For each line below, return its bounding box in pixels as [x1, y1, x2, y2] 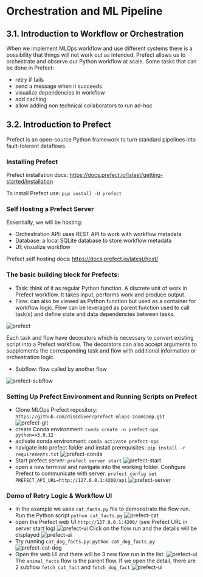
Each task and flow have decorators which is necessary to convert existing [6, 334, 194, 341]
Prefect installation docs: [6, 171, 69, 179]
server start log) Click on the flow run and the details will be [15, 525, 198, 532]
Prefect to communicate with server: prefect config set [15, 470, 157, 477]
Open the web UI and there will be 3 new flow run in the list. [15, 551, 165, 558]
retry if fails [15, 76, 44, 83]
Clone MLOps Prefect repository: [15, 406, 98, 413]
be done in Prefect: [6, 64, 55, 71]
